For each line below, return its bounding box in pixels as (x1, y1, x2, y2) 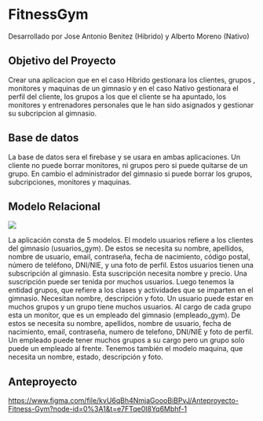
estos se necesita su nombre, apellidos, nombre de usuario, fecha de (8, 319, 232, 328)
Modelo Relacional (8, 200, 100, 213)
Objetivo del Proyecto (8, 54, 116, 68)
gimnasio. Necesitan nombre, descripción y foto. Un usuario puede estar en (8, 294, 254, 303)
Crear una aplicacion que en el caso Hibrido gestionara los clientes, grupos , (8, 75, 256, 84)
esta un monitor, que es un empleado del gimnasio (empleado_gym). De (8, 310, 241, 320)
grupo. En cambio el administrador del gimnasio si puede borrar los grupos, (8, 169, 253, 178)
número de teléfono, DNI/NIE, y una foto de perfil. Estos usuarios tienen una (8, 261, 254, 270)
